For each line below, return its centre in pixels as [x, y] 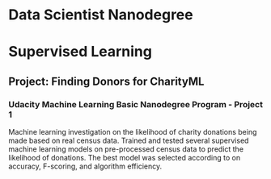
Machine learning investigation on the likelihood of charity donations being [133, 132]
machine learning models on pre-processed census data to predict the [126, 149]
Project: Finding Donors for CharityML [106, 81]
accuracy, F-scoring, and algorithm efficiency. [85, 166]
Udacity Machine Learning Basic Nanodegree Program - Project [135, 104]
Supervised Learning [80, 52]
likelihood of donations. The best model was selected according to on [125, 158]
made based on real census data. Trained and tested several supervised [129, 141]
